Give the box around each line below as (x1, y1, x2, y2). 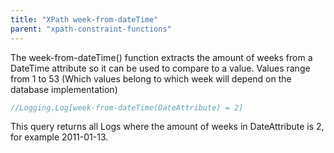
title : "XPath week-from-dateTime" (10, 14, 159, 25)
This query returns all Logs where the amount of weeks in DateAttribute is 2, (10, 121, 325, 133)
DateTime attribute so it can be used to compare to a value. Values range (10, 62, 311, 74)
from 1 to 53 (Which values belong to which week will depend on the (10, 72, 292, 85)
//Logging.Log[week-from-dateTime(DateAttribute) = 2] (10, 102, 244, 113)
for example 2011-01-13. (10, 131, 109, 143)
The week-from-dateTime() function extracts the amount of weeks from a (10, 51, 313, 63)
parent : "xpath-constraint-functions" (10, 24, 172, 34)
